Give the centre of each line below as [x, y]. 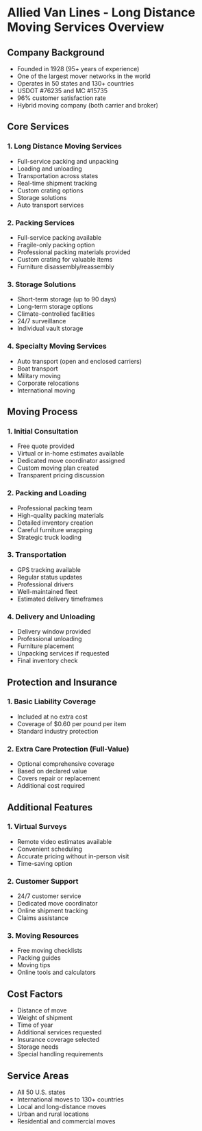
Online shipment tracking [52, 911]
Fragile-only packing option [56, 245]
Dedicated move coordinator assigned [71, 461]
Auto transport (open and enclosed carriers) [79, 361]
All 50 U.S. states [41, 1092]
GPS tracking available [49, 569]
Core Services [38, 127]
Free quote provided [46, 446]
